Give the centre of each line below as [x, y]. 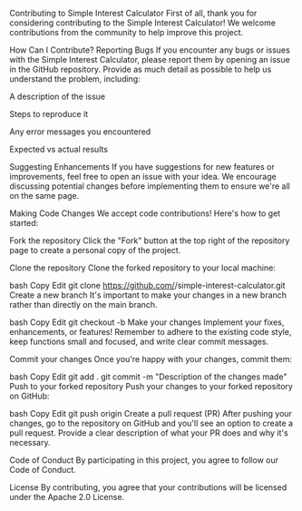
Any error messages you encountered [80, 132]
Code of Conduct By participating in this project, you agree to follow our [144, 460]
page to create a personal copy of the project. [95, 250]
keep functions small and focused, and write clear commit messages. [139, 341]
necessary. [30, 442]
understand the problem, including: [75, 79]
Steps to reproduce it [49, 114]
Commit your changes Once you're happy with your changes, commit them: [151, 359]
